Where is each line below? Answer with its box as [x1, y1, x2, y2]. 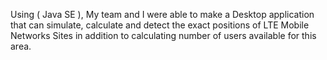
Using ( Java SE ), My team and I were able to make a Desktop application [10, 9, 315, 20]
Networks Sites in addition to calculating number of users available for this [10, 30, 317, 41]
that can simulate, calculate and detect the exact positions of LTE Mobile [10, 19, 310, 31]
